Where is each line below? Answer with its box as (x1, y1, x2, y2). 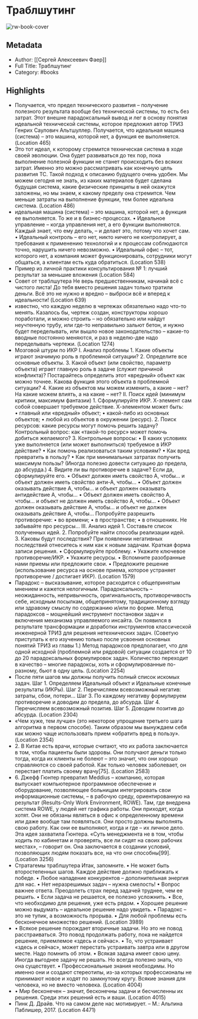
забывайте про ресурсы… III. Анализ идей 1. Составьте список (14, 522, 173, 529)
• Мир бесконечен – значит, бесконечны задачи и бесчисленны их (14, 987, 184, 994)
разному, (14, 667, 38, 674)
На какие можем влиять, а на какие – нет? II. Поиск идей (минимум (14, 390, 186, 397)
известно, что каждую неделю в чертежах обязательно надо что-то (14, 302, 187, 309)
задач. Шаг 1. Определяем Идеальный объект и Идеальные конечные (14, 680, 192, 687)
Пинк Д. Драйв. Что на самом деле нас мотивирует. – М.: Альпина (14, 1000, 183, 1007)
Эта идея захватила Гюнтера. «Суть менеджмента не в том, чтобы (14, 830, 184, 837)
